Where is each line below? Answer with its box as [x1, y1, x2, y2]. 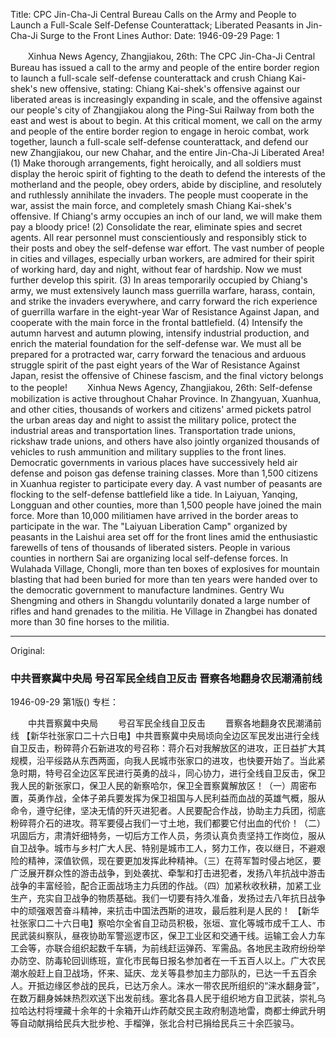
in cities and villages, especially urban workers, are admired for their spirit [10, 253, 315, 264]
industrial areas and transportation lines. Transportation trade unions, [10, 425, 296, 436]
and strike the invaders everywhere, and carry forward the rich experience [10, 295, 318, 307]
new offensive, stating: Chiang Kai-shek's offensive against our [39, 83, 301, 94]
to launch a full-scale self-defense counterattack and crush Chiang [10, 72, 287, 84]
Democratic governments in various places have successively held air [10, 457, 298, 468]
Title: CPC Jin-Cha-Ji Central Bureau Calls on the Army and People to [10, 9, 297, 20]
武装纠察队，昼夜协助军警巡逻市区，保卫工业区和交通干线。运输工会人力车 [18, 930, 326, 942]
